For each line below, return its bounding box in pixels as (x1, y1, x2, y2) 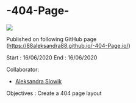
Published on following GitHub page (6, 35, 97, 43)
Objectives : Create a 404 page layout (6, 90, 102, 97)
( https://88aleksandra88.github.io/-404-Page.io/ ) (6, 42, 131, 49)
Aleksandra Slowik (15, 77, 62, 85)
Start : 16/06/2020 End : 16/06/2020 (6, 53, 98, 61)
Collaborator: (6, 66, 40, 73)
